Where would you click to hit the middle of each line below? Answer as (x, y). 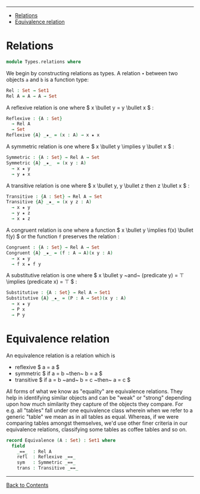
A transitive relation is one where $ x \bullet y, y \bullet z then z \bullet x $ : (98, 185)
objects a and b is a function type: (48, 79)
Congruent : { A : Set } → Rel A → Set (53, 247)
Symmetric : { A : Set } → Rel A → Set (53, 158)
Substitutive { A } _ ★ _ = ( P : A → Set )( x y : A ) (66, 298)
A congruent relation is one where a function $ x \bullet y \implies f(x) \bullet (100, 230)
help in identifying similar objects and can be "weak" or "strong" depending (99, 397)
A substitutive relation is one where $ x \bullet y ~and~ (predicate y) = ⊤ (95, 275)
